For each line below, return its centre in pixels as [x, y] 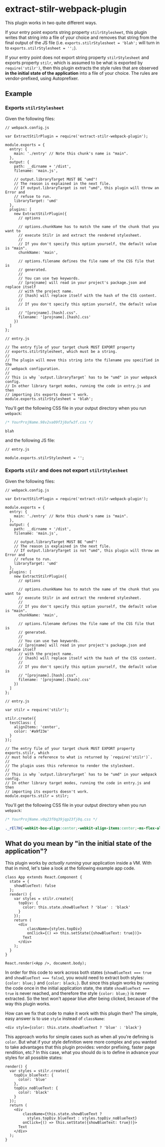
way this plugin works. [28, 1004]
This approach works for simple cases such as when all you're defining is [79, 1037]
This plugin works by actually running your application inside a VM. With [78, 863]
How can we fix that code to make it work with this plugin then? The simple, [82, 1013]
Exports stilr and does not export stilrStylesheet [67, 470]
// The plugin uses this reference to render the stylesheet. [70, 766]
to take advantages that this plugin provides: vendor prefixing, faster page [80, 1047]
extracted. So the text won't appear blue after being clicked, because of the [82, 999]
